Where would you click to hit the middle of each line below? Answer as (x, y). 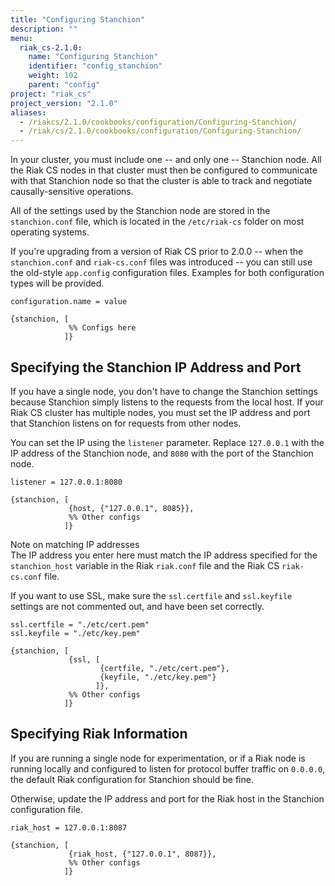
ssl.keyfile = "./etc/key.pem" (75, 633)
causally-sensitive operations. (72, 192)
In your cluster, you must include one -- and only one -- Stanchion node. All (166, 160)
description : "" (44, 29)
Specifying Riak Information (99, 734)
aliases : (28, 112)
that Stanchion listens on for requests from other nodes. (126, 423)
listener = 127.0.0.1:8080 (66, 482)
